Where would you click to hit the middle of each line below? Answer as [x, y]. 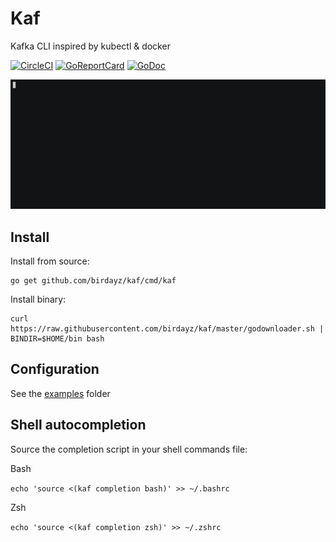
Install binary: [38, 299]
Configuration [55, 369]
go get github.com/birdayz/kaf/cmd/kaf [93, 280]
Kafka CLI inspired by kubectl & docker [90, 46]
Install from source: [50, 261]
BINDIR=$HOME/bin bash [57, 338]
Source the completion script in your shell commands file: [129, 449]
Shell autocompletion [78, 425]
